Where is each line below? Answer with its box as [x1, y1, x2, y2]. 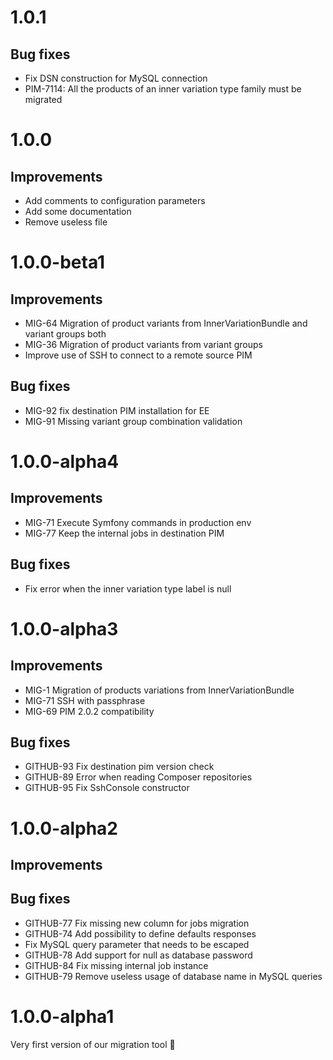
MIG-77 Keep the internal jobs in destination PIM [24, 527, 225, 539]
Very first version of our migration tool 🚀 [10, 1038, 176, 1050]
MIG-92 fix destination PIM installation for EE [24, 404, 210, 416]
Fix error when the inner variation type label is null [24, 582, 232, 595]
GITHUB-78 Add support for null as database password [24, 949, 253, 961]
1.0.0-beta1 [10, 251, 106, 274]
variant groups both [24, 328, 107, 340]
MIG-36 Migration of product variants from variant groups [24, 339, 263, 350]
